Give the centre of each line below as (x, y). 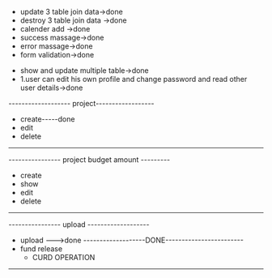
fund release (41, 249)
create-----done (47, 119)
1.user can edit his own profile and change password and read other (134, 79)
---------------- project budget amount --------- (89, 160)
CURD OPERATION (64, 257)
